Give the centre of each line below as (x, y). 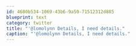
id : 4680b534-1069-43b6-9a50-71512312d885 (60, 12)
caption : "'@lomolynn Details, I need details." (68, 34)
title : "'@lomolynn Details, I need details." (66, 28)
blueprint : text (26, 17)
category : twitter (29, 23)
